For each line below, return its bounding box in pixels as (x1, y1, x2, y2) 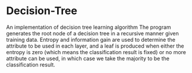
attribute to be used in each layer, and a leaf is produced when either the (6, 42, 184, 49)
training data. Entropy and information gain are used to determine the (6, 36, 175, 43)
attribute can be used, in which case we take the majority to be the (6, 55, 169, 62)
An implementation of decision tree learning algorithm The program (6, 24, 171, 31)
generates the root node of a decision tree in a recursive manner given (6, 29, 180, 36)
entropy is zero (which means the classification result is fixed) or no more (6, 48, 186, 55)
